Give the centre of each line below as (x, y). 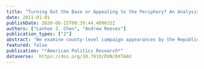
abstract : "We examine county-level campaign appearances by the (90, 40)
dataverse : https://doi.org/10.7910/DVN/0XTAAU (69, 56)
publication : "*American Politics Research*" (65, 51)
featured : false (27, 46)
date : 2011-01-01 (28, 17)
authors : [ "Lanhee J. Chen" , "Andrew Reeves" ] (66, 28)
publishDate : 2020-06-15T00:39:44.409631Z (61, 23)
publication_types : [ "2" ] (39, 34)
